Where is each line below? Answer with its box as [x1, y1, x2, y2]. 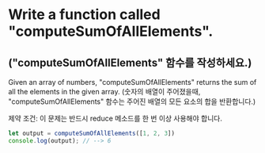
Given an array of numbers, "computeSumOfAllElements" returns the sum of [8, 78, 257, 86]
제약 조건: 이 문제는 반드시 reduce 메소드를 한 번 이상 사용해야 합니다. [8, 113, 223, 123]
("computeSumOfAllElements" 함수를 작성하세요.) [8, 55, 252, 69]
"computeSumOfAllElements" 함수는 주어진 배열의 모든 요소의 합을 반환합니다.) [8, 97, 256, 106]
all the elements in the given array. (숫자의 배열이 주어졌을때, [8, 87, 201, 96]
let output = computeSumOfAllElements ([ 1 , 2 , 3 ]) [8, 129, 176, 137]
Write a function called [8, 6, 161, 24]
